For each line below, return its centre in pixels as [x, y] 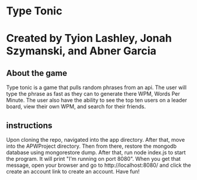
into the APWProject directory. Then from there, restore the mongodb [92, 146]
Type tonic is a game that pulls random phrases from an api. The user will [96, 87]
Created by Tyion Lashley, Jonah [89, 39]
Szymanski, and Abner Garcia [81, 51]
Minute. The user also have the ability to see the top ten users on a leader [97, 100]
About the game [37, 73]
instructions [29, 125]
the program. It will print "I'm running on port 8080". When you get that [93, 159]
